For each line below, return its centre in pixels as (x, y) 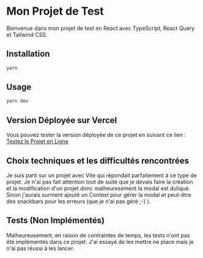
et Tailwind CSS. (27, 34)
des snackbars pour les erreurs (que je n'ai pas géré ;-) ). (79, 201)
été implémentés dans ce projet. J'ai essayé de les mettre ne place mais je (100, 241)
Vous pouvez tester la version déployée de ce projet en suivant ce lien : (96, 135)
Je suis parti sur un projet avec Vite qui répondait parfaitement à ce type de (102, 175)
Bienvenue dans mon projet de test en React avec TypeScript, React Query (101, 28)
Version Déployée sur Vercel (62, 120)
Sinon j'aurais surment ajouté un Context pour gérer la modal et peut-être (99, 194)
